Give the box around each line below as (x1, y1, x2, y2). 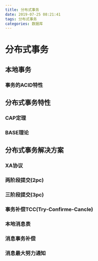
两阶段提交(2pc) (5, 177, 44, 184)
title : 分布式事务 (5, 7, 40, 12)
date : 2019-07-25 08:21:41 (5, 12, 61, 17)
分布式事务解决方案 (5, 146, 64, 155)
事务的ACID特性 (5, 82, 43, 88)
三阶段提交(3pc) (5, 191, 44, 198)
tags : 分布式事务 (5, 16, 37, 21)
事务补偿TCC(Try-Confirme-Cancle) (5, 206, 94, 213)
